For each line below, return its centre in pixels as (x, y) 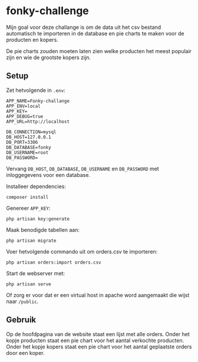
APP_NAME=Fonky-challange (38, 101)
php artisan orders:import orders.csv (54, 262)
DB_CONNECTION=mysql (32, 132)
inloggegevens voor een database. (48, 175)
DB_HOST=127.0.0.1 (29, 137)
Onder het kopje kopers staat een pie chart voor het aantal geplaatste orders (99, 347)
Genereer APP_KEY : (28, 208)
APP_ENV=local (24, 106)
